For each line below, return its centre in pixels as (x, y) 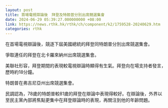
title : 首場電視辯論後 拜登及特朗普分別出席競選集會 (55, 15)
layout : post (19, 10)
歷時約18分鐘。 (21, 72)
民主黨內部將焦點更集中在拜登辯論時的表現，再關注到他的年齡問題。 (81, 100)
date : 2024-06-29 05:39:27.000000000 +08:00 (53, 19)
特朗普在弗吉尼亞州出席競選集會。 (41, 83)
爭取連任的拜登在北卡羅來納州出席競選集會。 (52, 55)
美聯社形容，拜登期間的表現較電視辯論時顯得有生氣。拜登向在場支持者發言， (86, 66)
